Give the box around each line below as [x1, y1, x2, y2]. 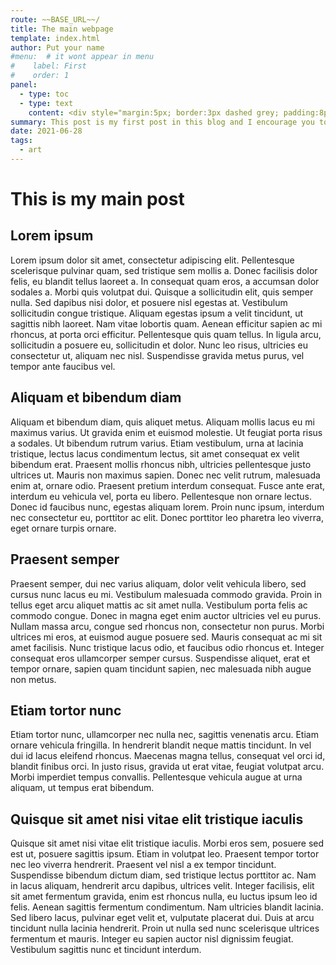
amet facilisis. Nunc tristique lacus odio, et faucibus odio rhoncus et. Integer [10, 641, 325, 653]
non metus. [10, 673, 57, 685]
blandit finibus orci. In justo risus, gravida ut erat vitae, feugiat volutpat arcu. [10, 761, 325, 773]
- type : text [19, 98, 74, 108]
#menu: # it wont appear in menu [10, 52, 155, 62]
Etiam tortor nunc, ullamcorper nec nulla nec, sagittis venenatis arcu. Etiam [10, 729, 319, 741]
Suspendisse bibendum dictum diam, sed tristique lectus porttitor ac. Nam [10, 869, 317, 881]
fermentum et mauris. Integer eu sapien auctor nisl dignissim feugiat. [10, 933, 294, 945]
